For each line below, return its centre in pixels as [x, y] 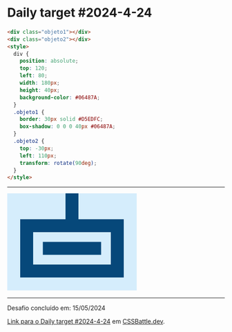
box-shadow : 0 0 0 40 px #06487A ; [68, 127]
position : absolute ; [49, 61]
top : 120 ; [34, 68]
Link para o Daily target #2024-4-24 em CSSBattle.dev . [86, 322]
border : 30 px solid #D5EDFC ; [61, 119]
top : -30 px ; [37, 148]
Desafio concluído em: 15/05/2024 [56, 308]
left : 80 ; [34, 76]
